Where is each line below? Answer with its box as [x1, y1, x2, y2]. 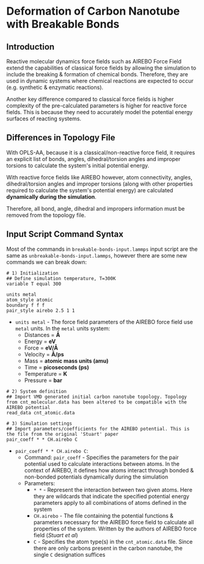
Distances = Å [24, 331, 60, 338]
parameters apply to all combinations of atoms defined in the [33, 499, 187, 506]
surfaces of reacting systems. [6, 115, 81, 122]
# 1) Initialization [6, 270, 59, 276]
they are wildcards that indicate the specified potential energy [33, 493, 189, 500]
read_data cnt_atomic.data [6, 410, 75, 416]
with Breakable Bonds [6, 17, 120, 31]
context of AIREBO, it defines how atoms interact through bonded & [24, 466, 194, 474]
